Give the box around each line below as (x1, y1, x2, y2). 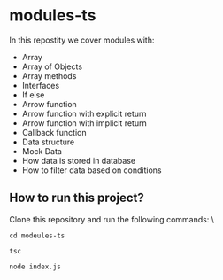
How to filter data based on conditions (21, 165, 162, 175)
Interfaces (21, 80, 60, 90)
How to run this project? (9, 191, 144, 206)
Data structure (21, 136, 75, 147)
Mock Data (21, 145, 62, 156)
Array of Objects (21, 61, 82, 72)
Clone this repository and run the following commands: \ (9, 214, 215, 224)
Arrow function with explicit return (21, 108, 148, 119)
